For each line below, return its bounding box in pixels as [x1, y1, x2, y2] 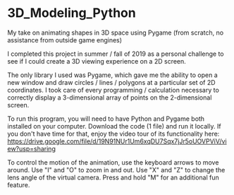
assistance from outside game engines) [7, 35, 122, 44]
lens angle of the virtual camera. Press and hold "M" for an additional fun [7, 173, 220, 182]
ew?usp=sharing [7, 144, 56, 153]
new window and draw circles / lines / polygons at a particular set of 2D [7, 78, 216, 86]
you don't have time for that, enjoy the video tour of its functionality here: [7, 129, 220, 138]
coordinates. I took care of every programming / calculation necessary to [7, 85, 220, 94]
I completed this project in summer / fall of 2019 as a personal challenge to [7, 49, 224, 58]
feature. [7, 180, 30, 189]
